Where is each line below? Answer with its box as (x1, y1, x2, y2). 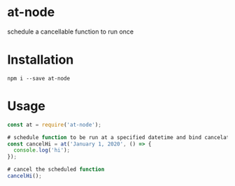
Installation (7, 52, 74, 68)
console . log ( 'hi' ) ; (13, 147, 71, 154)
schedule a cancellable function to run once (7, 27, 134, 36)
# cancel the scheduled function (7, 166, 105, 173)
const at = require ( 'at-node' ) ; (7, 121, 101, 128)
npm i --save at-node (7, 75, 71, 82)
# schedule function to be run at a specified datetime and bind (7, 134, 201, 141)
